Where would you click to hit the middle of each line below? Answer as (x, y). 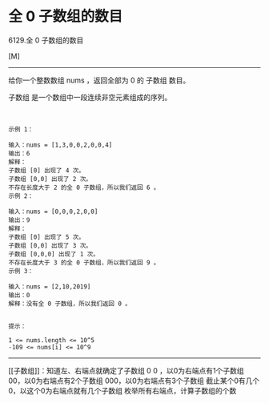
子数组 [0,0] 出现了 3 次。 (50, 245)
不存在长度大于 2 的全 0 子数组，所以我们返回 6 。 (84, 187)
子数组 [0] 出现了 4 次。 (47, 170)
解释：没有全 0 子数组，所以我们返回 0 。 (70, 304)
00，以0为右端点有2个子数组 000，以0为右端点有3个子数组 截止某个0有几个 (134, 381)
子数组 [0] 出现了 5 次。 (47, 237)
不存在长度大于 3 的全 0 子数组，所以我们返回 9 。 (84, 262)
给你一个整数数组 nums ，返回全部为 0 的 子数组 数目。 (99, 80)
